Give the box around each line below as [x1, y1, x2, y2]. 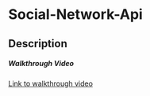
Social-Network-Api [8, 6, 143, 24]
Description [8, 37, 67, 50]
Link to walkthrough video [8, 79, 94, 88]
